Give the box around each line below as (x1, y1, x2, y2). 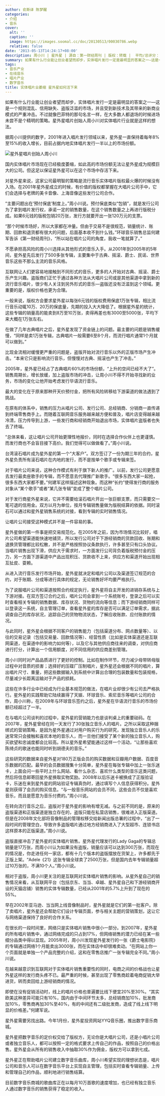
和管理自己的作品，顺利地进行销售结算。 (5, 1069, 87, 1075)
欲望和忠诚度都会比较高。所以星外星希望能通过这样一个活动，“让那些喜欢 (9, 739, 158, 745)
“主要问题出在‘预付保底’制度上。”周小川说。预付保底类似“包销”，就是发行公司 (5, 200, 159, 206)
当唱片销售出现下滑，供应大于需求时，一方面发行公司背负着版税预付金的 (5, 548, 151, 553)
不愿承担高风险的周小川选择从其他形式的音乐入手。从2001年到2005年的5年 (5, 246, 157, 252)
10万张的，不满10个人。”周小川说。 (9, 863, 79, 868)
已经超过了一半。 (9, 704, 44, 710)
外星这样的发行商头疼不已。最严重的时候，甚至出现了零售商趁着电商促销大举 (5, 972, 160, 978)
